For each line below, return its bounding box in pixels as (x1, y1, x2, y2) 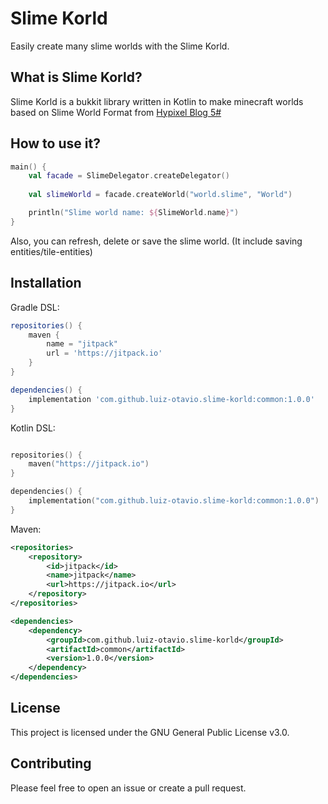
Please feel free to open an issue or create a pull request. (10, 782, 247, 794)
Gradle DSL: (10, 301, 60, 313)
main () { (10, 162, 47, 172)
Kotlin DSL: (10, 422, 56, 434)
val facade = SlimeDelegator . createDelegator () (28, 171, 230, 181)
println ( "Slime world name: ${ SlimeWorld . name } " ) (28, 208, 240, 218)
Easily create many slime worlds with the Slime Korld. (10, 40, 230, 52)
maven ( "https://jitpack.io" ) (28, 459, 150, 469)
